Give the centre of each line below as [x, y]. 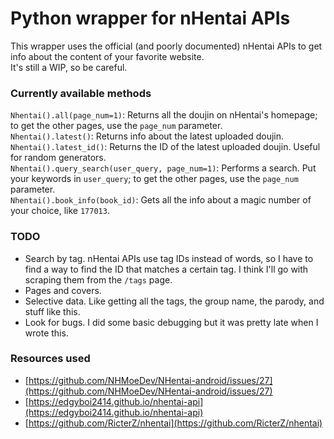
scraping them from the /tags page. [98, 279]
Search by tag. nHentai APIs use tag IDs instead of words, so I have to [169, 258]
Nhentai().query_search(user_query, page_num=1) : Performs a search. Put [163, 168]
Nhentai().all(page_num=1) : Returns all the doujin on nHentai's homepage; [164, 115]
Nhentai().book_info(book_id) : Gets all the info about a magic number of [161, 200]
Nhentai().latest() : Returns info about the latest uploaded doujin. [147, 136]
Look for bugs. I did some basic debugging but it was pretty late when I [171, 322]
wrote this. [46, 333]
